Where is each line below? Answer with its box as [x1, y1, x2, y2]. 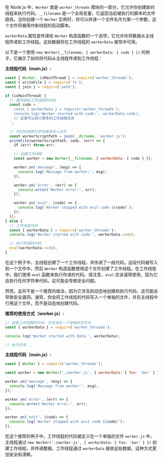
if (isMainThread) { [5, 93, 47, 98]
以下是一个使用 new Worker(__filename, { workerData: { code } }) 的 [5, 49, 146, 55]
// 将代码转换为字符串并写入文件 [9, 129, 67, 134]
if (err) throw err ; [14, 143, 55, 148]
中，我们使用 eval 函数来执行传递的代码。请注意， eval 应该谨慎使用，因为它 [5, 272, 158, 277]
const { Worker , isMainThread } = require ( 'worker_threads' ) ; [5, 75, 133, 80]
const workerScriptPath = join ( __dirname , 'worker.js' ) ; [9, 133, 127, 139]
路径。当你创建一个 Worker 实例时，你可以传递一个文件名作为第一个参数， [5, 17, 152, 22]
